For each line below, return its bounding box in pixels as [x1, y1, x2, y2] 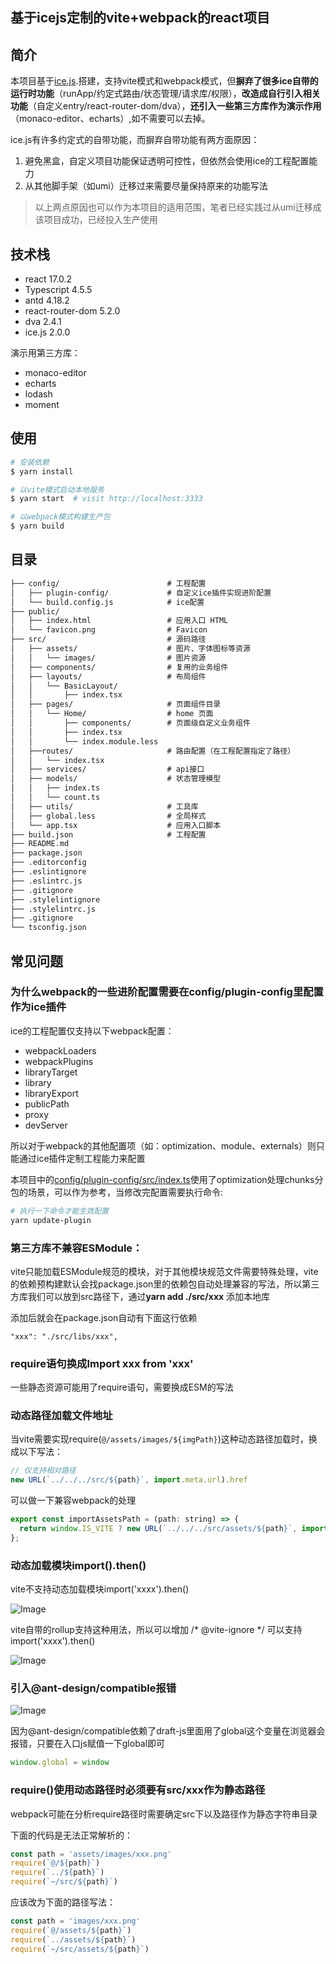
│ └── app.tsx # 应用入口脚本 [10, 820, 222, 830]
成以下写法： [10, 1446, 63, 1458]
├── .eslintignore [10, 867, 87, 877]
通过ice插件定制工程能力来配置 [18, 1152, 146, 1164]
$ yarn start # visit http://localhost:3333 [10, 494, 203, 504]
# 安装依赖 [10, 457, 50, 467]
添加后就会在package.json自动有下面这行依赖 [10, 1311, 198, 1323]
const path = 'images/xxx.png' [10, 1916, 141, 1927]
